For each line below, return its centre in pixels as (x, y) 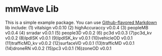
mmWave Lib (32, 9)
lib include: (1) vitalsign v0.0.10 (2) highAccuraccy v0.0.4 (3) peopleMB (77, 27)
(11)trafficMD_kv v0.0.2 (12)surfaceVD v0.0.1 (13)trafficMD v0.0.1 (70, 43)
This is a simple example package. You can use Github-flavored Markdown (81, 22)
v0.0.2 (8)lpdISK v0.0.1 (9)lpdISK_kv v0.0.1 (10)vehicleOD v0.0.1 (69, 38)
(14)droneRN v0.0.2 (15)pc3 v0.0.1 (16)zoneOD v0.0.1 (58, 48)
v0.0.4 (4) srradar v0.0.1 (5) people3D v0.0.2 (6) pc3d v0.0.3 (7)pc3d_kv (79, 33)
